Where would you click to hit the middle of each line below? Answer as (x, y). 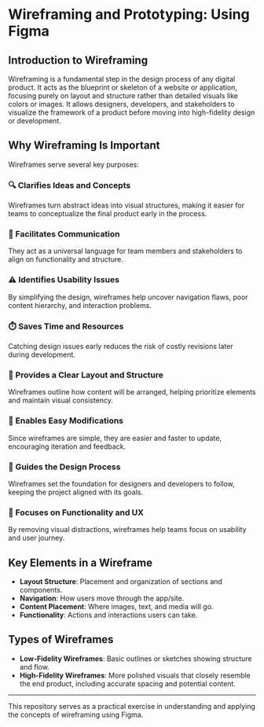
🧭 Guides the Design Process (64, 467)
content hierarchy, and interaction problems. (80, 305)
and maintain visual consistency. (61, 400)
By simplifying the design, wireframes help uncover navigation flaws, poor (128, 297)
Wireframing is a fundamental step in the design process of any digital (122, 79)
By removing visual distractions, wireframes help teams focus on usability (127, 530)
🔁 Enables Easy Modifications (66, 420)
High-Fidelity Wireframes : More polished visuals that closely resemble (135, 675)
